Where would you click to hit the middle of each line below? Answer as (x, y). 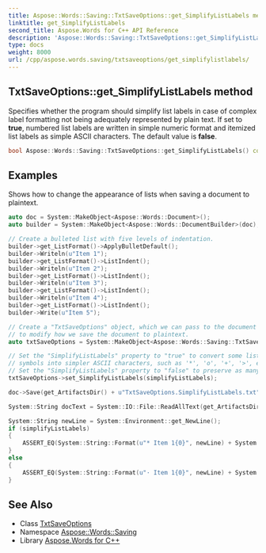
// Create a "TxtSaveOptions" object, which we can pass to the (116, 327)
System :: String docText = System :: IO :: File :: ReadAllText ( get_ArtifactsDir (134, 406)
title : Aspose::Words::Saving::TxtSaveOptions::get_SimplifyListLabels (129, 15)
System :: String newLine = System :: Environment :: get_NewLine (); (115, 421)
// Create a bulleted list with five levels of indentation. (111, 239)
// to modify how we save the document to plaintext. (99, 334)
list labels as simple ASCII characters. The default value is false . (113, 136)
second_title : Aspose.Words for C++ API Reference (93, 30)
